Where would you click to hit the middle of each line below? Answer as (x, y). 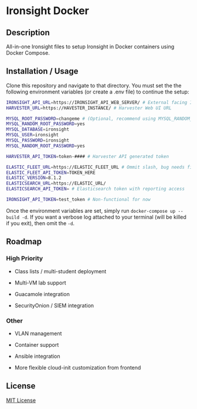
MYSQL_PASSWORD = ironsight (38, 140)
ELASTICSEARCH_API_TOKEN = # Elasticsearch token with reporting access (95, 189)
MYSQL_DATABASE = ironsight (38, 130)
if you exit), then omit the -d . (40, 223)
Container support (37, 344)
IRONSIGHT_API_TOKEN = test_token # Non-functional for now (78, 200)
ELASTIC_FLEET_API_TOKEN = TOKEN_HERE (51, 172)
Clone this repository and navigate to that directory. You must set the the (94, 85)
